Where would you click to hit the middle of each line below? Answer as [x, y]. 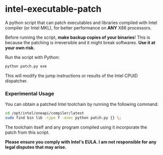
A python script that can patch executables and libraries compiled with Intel [81, 23]
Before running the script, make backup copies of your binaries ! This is [78, 37]
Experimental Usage [30, 93]
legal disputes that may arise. [36, 147]
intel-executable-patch [53, 9]
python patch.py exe [26, 66]
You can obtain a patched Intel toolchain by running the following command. [82, 104]
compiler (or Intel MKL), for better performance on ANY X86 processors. [78, 27]
